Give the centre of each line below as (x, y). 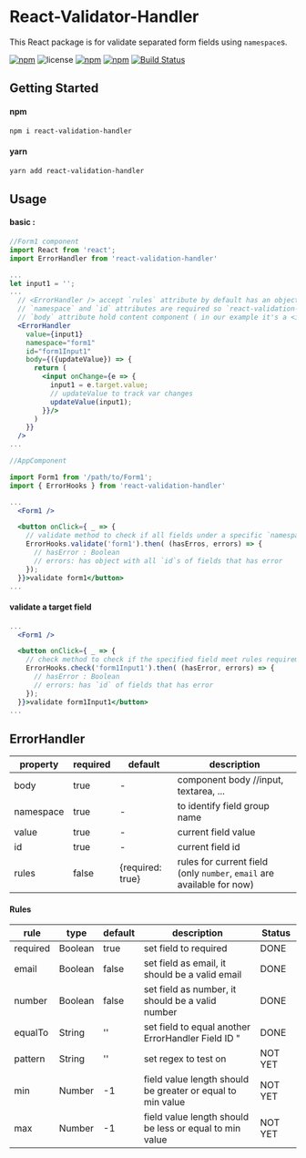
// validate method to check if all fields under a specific (144, 536)
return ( (50, 368)
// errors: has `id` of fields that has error (123, 685)
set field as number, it (190, 989)
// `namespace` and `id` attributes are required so (120, 309)
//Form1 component (44, 242)
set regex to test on (185, 1059)
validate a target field (51, 607)
